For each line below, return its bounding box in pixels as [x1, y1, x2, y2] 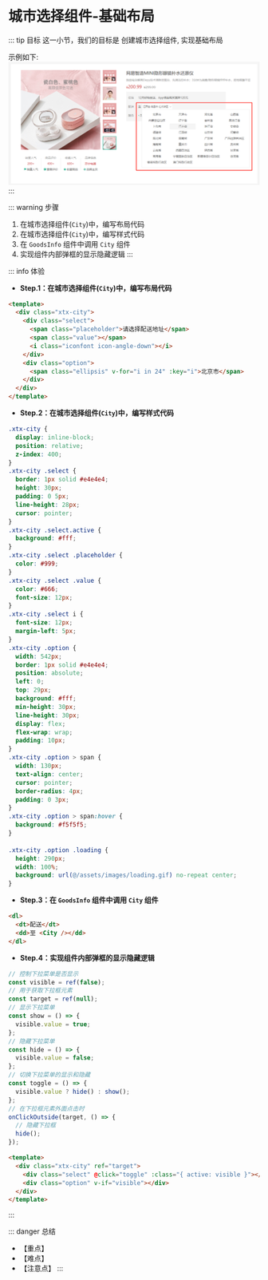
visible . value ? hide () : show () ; [15, 1088, 130, 1096]
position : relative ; [15, 442, 84, 450]
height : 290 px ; [15, 854, 66, 862]
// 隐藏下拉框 [15, 1121, 57, 1130]
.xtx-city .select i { [8, 610, 84, 619]
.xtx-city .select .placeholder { [8, 552, 124, 560]
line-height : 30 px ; [15, 711, 81, 719]
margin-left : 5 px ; [15, 628, 77, 636]
